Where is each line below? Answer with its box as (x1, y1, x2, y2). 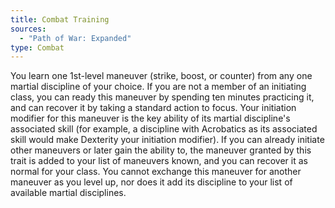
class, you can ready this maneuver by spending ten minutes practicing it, (10, 91, 315, 103)
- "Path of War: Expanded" (19, 33, 132, 43)
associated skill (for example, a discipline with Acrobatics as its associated (10, 123, 318, 135)
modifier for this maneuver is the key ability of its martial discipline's (10, 112, 291, 125)
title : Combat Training (10, 14, 110, 25)
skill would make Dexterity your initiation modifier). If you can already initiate (10, 134, 325, 146)
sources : (10, 24, 47, 34)
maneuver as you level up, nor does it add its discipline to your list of (10, 176, 293, 188)
